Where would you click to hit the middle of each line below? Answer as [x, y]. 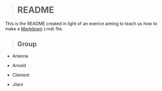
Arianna [20, 56]
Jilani [18, 84]
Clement [21, 75]
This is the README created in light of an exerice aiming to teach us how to [81, 23]
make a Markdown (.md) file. [34, 28]
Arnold [19, 65]
